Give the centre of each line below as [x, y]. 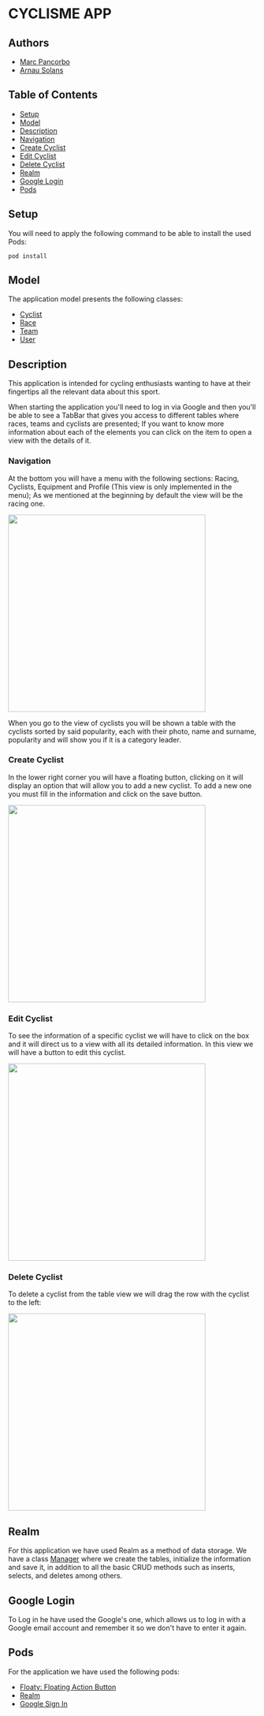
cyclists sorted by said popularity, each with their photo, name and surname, [132, 731]
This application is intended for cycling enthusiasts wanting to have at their [130, 383]
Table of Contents [53, 95]
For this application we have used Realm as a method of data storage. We [127, 1550]
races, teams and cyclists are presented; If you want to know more [116, 424]
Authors [29, 43]
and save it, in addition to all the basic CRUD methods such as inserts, [122, 1568]
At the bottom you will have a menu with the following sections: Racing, [124, 478]
